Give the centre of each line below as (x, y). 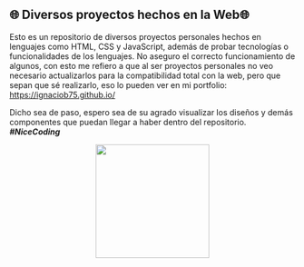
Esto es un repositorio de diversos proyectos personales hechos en (135, 36)
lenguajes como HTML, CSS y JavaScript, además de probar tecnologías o (149, 46)
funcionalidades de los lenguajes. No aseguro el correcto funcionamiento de (152, 56)
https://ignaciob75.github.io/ (63, 94)
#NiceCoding (35, 132)
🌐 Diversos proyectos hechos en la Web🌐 (129, 15)
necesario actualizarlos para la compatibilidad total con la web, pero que (145, 75)
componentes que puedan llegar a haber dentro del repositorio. (128, 122)
